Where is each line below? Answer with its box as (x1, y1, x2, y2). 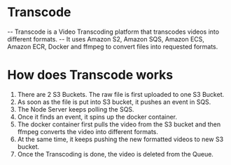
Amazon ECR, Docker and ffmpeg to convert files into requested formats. (7, 42, 218, 51)
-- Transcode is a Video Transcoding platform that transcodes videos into (7, 27, 219, 36)
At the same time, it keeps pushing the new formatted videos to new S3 (17, 135, 224, 143)
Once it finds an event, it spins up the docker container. (17, 112, 177, 121)
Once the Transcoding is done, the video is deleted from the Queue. (17, 150, 213, 158)
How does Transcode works (7, 67, 174, 83)
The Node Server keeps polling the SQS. (17, 105, 134, 113)
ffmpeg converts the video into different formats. (17, 127, 159, 136)
